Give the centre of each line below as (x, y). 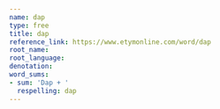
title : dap (29, 33)
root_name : (29, 50)
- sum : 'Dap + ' (39, 83)
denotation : (31, 67)
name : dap (27, 17)
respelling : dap (47, 91)
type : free (29, 25)
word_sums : (29, 75)
